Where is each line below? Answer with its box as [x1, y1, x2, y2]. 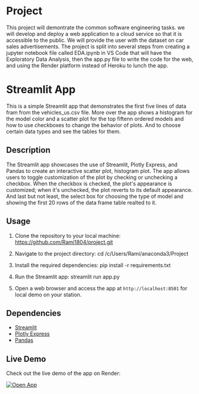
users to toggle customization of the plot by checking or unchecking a [6, 173, 178, 181]
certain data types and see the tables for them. [6, 128, 121, 135]
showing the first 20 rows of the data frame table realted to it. [6, 198, 157, 206]
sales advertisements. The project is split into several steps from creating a [6, 43, 190, 50]
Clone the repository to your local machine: [14, 232, 121, 239]
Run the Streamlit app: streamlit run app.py [14, 273, 120, 280]
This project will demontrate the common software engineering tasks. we [6, 24, 185, 31]
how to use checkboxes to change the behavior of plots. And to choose [6, 121, 181, 129]
